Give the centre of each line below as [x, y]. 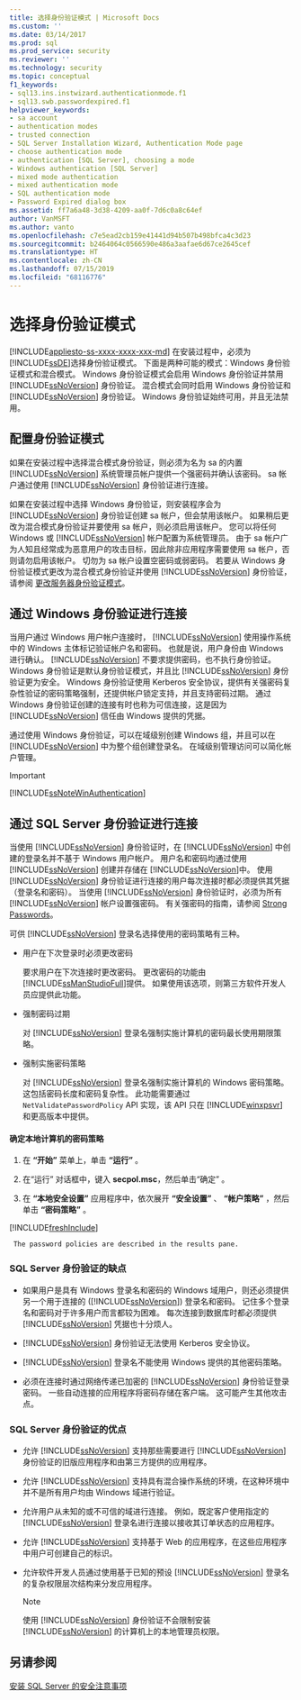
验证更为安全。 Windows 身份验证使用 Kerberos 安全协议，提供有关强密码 [146, 682]
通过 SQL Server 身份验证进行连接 [104, 824]
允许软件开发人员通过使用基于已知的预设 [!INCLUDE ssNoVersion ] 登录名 [156, 1572]
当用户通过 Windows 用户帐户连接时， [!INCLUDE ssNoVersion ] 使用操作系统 [150, 637]
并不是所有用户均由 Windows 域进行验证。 [101, 1492]
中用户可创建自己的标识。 [70, 1553]
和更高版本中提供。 [58, 1116]
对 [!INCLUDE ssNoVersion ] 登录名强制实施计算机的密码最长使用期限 [148, 1033]
